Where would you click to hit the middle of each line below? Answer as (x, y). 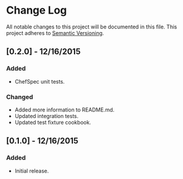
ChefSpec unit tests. (40, 81)
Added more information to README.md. (65, 110)
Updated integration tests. (46, 116)
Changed (20, 97)
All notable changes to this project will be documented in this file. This (92, 27)
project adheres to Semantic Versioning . (55, 33)
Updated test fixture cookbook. (53, 122)
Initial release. (32, 171)
